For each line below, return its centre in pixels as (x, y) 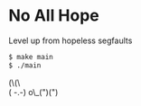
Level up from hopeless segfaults (70, 40)
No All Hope (54, 16)
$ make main (31, 57)
